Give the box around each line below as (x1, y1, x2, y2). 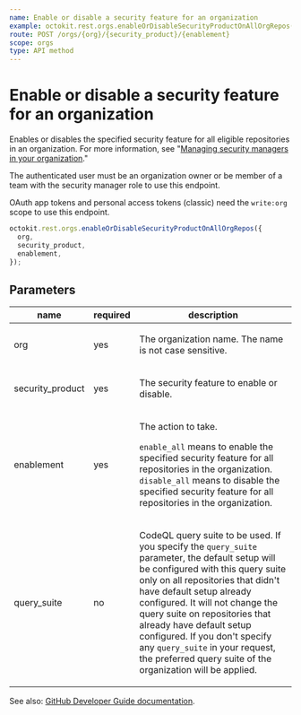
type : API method (9, 47, 74, 56)
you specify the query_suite (139, 540, 258, 553)
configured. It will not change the (139, 597, 278, 609)
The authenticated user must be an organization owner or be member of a (9, 170, 283, 181)
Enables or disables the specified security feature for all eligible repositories (9, 134, 290, 144)
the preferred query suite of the (139, 652, 272, 665)
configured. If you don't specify (139, 630, 272, 642)
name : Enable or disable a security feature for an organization (9, 13, 258, 22)
